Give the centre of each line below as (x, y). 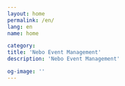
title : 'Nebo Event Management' (54, 52)
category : (22, 46)
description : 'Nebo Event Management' (64, 59)
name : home (23, 33)
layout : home (26, 14)
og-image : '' (26, 71)
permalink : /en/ (31, 20)
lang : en (20, 27)
